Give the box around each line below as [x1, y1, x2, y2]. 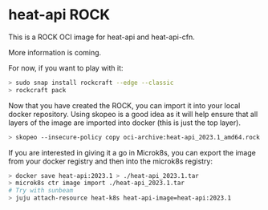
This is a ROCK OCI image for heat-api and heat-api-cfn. [8, 32, 195, 42]
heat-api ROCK [8, 6, 111, 24]
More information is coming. [8, 47, 102, 57]
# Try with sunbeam [8, 187, 74, 195]
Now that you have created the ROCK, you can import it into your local [8, 100, 241, 110]
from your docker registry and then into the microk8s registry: [8, 156, 213, 166]
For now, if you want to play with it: [8, 63, 124, 73]
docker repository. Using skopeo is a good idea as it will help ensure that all [8, 109, 258, 119]
